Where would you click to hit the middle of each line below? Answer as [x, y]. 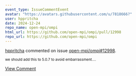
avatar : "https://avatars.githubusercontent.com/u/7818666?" [69, 14]
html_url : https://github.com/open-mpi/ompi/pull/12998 [63, 32]
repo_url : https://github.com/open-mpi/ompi [51, 37]
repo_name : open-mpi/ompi [31, 28]
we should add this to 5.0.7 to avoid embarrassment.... [51, 59]
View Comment [21, 68]
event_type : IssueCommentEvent [37, 9]
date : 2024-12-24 [23, 23]
